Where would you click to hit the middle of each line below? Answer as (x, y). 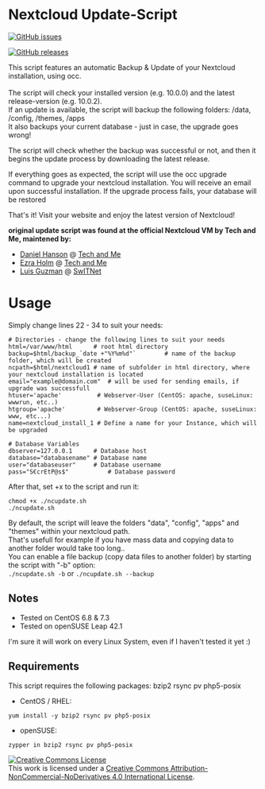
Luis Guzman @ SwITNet (60, 271)
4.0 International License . (154, 776)
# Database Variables (44, 444)
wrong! (20, 135)
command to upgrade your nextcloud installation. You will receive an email (130, 182)
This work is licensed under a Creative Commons (88, 768)
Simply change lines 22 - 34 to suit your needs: (86, 325)
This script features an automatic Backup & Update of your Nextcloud (122, 67)
